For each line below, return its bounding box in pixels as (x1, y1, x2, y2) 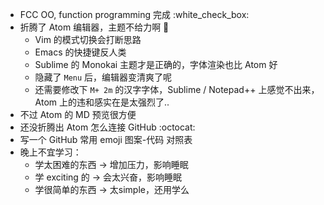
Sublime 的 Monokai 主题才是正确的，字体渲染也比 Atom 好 (34, 59, 278, 70)
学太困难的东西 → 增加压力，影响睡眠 (34, 159, 189, 170)
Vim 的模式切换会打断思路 (34, 34, 142, 45)
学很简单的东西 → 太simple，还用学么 (34, 184, 190, 195)
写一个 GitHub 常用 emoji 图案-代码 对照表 (19, 134, 193, 145)
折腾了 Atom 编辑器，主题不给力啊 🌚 (19, 21, 170, 33)
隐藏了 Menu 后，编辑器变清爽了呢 (34, 71, 173, 83)
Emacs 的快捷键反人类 (34, 46, 127, 58)
